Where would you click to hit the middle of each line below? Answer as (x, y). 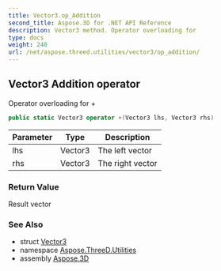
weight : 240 (28, 45)
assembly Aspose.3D (54, 258)
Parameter (32, 137)
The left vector (125, 150)
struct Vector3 (43, 242)
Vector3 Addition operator (74, 84)
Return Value (34, 186)
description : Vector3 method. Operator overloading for (102, 30)
